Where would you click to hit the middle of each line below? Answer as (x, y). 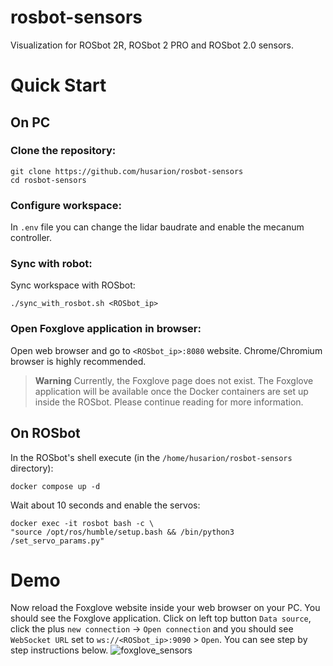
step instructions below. (59, 650)
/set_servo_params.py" (57, 541)
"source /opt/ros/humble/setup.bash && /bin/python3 (122, 532)
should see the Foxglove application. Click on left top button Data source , (161, 618)
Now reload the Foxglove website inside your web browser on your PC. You (165, 608)
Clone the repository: (63, 151)
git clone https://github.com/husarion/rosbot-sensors (127, 171)
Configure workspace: (66, 205)
